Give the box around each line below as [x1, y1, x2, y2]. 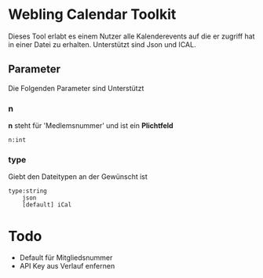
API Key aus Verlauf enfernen [19, 262, 115, 271]
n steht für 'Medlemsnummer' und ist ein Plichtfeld [8, 121, 174, 130]
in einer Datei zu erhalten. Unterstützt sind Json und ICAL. [8, 39, 196, 49]
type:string [8, 187, 47, 196]
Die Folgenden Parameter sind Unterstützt [8, 83, 144, 93]
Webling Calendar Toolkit [8, 5, 177, 24]
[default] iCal [22, 201, 72, 209]
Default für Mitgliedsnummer [19, 253, 113, 262]
